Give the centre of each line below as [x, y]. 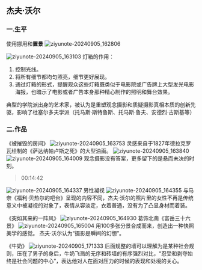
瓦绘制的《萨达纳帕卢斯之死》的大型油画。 [59, 151]
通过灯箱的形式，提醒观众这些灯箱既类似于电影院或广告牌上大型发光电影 [104, 84]
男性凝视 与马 [139, 190]
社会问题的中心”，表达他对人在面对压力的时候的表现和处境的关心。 [99, 261]
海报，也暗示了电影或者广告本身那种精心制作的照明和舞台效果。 [94, 91]
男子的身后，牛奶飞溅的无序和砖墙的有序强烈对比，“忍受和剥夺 [110, 253]
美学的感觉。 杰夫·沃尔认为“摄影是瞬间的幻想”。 [66, 233]
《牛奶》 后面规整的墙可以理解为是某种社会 [98, 246]
